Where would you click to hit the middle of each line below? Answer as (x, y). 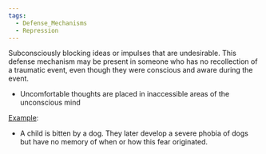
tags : (17, 16)
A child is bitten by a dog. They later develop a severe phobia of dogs (134, 133)
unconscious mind (50, 103)
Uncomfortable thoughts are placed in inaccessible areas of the (125, 94)
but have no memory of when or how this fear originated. (114, 142)
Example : (24, 118)
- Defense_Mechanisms (52, 23)
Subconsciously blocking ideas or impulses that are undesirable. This (123, 53)
